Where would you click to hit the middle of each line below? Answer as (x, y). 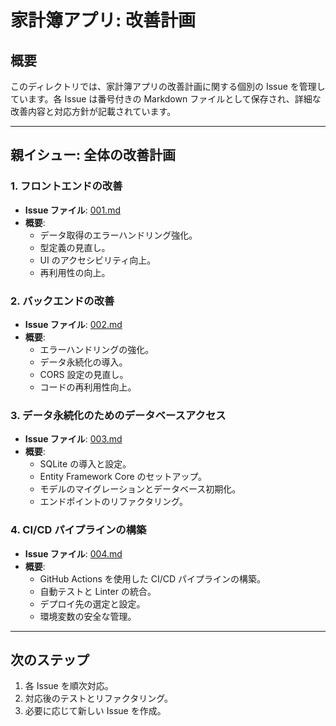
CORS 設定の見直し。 (84, 374)
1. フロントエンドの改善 (66, 186)
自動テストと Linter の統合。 (98, 591)
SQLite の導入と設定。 (85, 464)
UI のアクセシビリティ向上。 (98, 260)
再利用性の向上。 (75, 272)
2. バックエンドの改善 (62, 301)
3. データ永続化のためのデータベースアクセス (118, 415)
